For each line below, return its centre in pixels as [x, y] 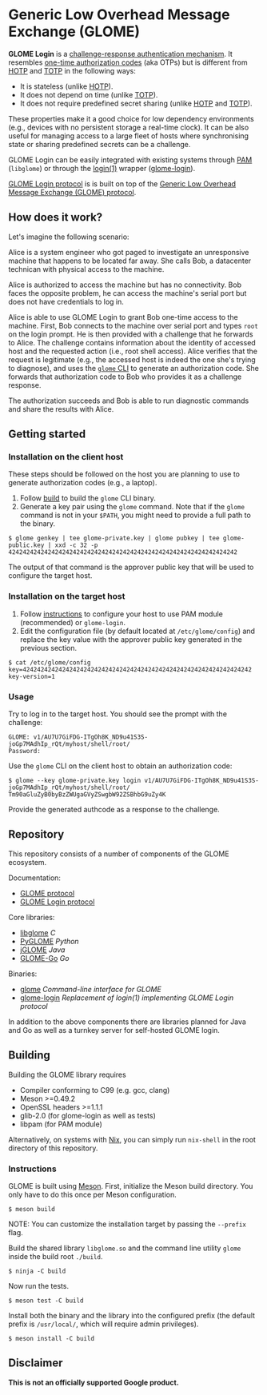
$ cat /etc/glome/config [50, 662]
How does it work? [56, 217]
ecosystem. [28, 862]
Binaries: [23, 974]
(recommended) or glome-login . [73, 622]
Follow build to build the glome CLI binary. [88, 498]
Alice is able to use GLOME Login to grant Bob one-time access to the [123, 317]
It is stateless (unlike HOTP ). [66, 86]
